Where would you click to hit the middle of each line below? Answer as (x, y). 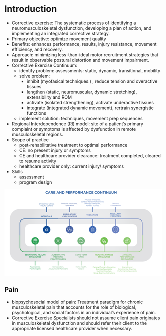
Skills (17, 171)
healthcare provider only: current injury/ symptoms (72, 166)
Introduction (31, 9)
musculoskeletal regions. (37, 134)
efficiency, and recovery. (37, 49)
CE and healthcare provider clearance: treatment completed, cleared (90, 155)
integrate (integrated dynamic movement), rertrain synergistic (90, 108)
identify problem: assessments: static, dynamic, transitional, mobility (90, 70)
